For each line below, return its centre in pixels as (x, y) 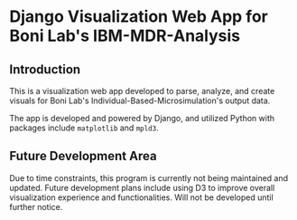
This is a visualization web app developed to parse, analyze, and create (142, 91)
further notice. (36, 206)
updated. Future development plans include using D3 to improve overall (142, 187)
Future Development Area (83, 156)
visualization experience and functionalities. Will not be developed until (141, 197)
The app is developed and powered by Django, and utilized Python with (142, 118)
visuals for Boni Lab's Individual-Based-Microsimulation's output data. (140, 100)
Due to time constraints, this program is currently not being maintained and (149, 177)
